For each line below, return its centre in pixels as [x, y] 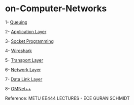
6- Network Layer [23, 70]
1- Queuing [16, 22]
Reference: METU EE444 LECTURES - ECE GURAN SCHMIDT [67, 98]
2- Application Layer [26, 31]
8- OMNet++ [18, 88]
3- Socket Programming [30, 41]
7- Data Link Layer [24, 79]
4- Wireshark [18, 51]
